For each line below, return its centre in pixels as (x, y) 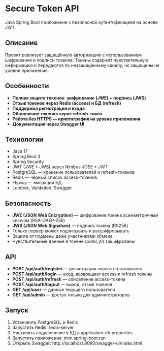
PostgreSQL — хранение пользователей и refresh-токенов (73, 172)
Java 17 (20, 151)
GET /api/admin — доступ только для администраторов (71, 295)
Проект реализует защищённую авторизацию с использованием (73, 55)
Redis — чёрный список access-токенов (54, 177)
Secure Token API (42, 9)
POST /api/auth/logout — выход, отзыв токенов (62, 284)
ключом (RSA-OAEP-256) (39, 221)
